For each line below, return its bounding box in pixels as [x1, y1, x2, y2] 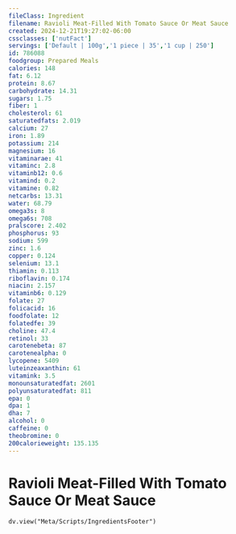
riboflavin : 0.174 [8, 274, 70, 282]
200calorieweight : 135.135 [8, 439, 99, 448]
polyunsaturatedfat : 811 [8, 386, 92, 395]
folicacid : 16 [8, 304, 56, 312]
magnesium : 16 [8, 147, 56, 155]
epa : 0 [8, 394, 31, 403]
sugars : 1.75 [8, 94, 52, 102]
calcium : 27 [8, 124, 48, 132]
